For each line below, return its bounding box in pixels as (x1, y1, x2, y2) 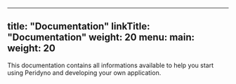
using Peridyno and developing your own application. (7, 68, 162, 77)
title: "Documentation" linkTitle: (7, 20, 150, 32)
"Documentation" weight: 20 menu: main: (7, 31, 195, 43)
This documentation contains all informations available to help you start (7, 61, 214, 69)
